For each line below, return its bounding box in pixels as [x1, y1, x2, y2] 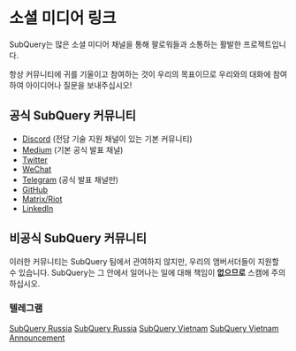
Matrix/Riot [21, 194, 63, 204]
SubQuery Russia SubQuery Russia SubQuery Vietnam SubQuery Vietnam [9, 323, 279, 333]
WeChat [21, 164, 51, 174]
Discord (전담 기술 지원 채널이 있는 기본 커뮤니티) [21, 134, 193, 144]
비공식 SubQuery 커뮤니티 [9, 231, 148, 246]
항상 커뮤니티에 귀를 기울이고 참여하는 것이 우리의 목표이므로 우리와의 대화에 [9, 68, 271, 80]
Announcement [9, 332, 65, 343]
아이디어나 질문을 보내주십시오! [25, 80, 133, 90]
